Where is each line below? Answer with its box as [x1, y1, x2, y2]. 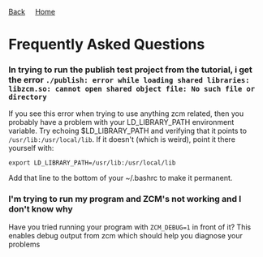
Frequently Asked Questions [8, 36, 205, 54]
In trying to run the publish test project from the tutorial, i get [8, 64, 253, 75]
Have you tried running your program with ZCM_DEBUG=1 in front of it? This [8, 222, 252, 232]
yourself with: [8, 143, 54, 153]
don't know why [8, 203, 73, 215]
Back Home [8, 7, 55, 16]
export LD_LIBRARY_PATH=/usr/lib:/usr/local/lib [8, 159, 176, 167]
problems [8, 239, 41, 249]
